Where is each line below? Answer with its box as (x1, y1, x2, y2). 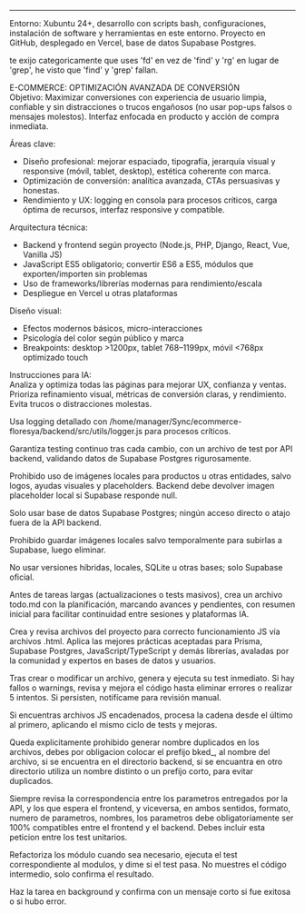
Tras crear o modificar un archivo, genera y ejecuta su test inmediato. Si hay (9, 673, 295, 683)
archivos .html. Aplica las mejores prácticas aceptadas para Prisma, (9, 636, 263, 646)
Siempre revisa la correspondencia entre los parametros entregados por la (9, 793, 289, 804)
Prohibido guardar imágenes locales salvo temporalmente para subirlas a (9, 535, 283, 545)
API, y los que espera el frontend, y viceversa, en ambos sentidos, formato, (9, 803, 291, 813)
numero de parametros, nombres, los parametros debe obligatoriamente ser (9, 812, 294, 823)
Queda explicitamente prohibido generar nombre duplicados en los (9, 737, 261, 748)
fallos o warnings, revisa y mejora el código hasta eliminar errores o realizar (9, 682, 293, 693)
